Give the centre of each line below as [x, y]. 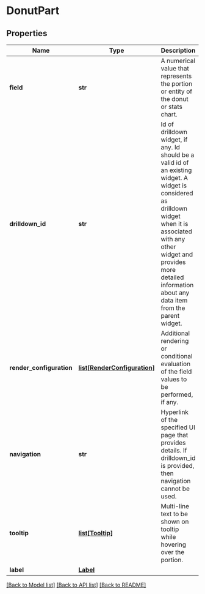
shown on [175, 521]
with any [173, 239]
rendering [175, 341]
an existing [176, 170]
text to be [174, 514]
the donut [174, 99]
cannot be [175, 489]
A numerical [178, 61]
